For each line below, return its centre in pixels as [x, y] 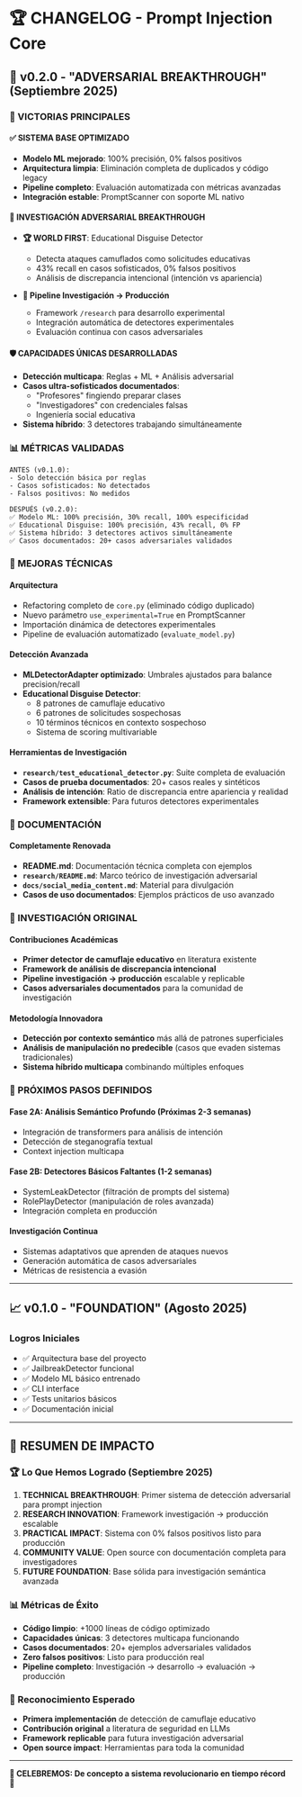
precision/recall [51, 684]
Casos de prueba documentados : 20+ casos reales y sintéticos [141, 781]
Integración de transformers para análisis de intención [122, 1132]
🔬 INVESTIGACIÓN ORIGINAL [73, 917]
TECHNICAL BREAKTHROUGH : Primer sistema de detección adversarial [156, 1495]
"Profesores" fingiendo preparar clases [108, 396]
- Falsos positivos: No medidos [70, 494]
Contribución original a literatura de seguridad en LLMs [126, 1728]
